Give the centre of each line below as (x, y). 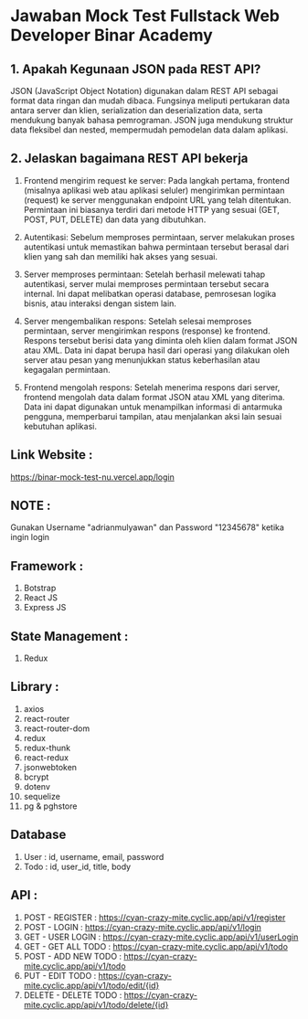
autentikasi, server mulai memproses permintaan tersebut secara (146, 283)
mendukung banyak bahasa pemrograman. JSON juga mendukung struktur (152, 120)
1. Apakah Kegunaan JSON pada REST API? (136, 69)
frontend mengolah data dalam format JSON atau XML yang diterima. (154, 397)
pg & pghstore (50, 806)
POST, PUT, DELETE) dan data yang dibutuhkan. (115, 219)
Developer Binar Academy (112, 35)
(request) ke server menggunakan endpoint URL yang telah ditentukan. (157, 200)
